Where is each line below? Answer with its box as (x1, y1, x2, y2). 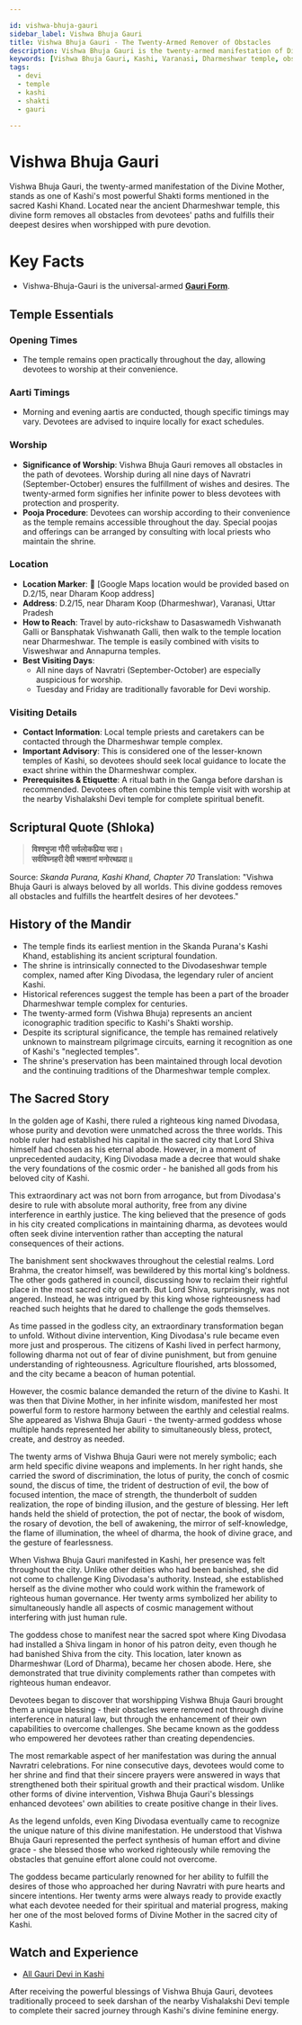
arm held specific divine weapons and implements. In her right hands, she (9, 1460, 283, 1471)
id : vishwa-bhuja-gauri (9, 21, 99, 30)
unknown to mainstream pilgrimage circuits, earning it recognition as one (22, 1036, 293, 1047)
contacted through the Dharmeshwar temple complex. (22, 736, 223, 747)
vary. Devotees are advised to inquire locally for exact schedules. (22, 416, 265, 427)
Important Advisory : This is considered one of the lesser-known (22, 746, 262, 757)
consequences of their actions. (9, 1237, 125, 1248)
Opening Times (9, 334, 78, 346)
